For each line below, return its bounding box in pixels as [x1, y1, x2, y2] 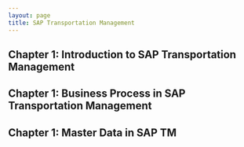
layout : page [8, 11, 51, 20]
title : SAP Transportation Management [8, 19, 135, 27]
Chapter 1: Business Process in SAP [8, 87, 186, 101]
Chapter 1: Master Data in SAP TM [8, 126, 177, 139]
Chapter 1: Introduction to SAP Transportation [8, 48, 237, 61]
